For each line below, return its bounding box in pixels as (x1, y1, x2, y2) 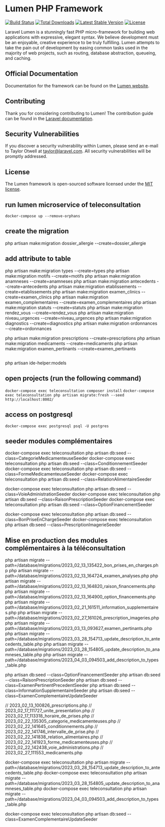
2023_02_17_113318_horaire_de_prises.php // (5, 713, 95, 719)
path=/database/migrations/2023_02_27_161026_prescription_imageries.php (5, 615, 159, 621)
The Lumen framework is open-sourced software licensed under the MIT (5, 181, 153, 187)
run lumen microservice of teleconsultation (5, 200, 141, 209)
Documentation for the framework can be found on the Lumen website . (5, 83, 149, 89)
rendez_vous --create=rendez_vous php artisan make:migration (5, 310, 134, 316)
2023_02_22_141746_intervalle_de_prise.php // (5, 729, 99, 735)
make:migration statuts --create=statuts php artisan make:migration (5, 304, 143, 310)
